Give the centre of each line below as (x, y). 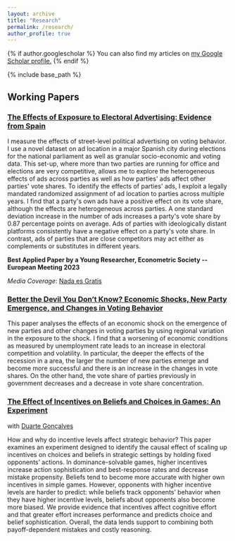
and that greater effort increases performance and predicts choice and (110, 514)
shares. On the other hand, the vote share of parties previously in (102, 376)
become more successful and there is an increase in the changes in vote (113, 368)
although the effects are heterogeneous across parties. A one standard (110, 208)
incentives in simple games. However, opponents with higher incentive (109, 485)
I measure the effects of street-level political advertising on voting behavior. (117, 141)
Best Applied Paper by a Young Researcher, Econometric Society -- (108, 260)
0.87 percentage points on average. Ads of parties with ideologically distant (117, 224)
